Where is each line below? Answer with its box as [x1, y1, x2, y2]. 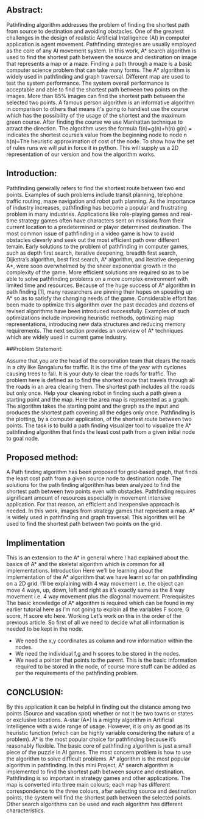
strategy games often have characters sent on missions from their [18, 216, 184, 224]
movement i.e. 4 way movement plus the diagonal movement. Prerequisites [6, 593, 195, 600]
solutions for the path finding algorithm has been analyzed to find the [6, 481, 180, 489]
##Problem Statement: [6, 345, 63, 352]
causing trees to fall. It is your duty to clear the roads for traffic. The [6, 370, 177, 377]
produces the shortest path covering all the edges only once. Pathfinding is [6, 408, 195, 416]
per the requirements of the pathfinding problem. [15, 670, 138, 677]
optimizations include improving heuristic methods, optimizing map [6, 314, 175, 321]
